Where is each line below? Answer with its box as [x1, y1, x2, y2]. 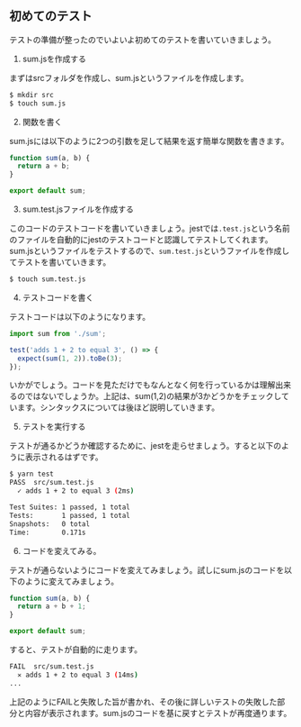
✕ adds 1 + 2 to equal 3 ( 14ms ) [17, 670, 139, 679]
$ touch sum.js [9, 98, 66, 108]
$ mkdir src [9, 90, 54, 99]
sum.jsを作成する [22, 53, 87, 64]
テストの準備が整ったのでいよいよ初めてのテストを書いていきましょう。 [9, 34, 277, 45]
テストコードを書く [22, 292, 94, 303]
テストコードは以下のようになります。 [9, 311, 151, 322]
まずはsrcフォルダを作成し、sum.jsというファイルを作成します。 [9, 72, 249, 83]
